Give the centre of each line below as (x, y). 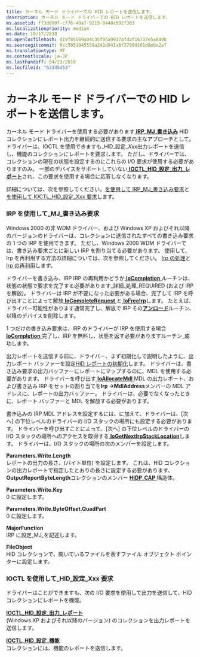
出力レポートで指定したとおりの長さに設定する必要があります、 (95, 470)
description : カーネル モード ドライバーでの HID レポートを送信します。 (88, 17)
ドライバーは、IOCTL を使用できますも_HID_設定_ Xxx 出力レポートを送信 (96, 147)
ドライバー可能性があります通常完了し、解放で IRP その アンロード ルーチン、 (100, 308)
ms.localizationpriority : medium (48, 28)
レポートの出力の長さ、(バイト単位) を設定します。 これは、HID (84, 462)
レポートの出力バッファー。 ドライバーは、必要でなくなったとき (111, 393)
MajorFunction (25, 528)
